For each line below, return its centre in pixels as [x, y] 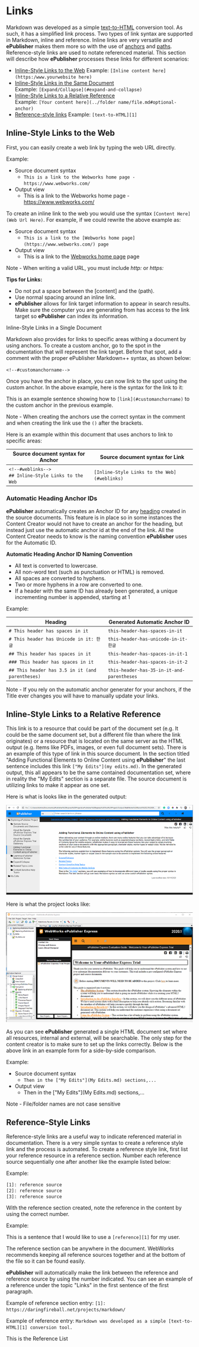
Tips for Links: [24, 279]
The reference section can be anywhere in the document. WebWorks [90, 1249]
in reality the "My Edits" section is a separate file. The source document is [97, 779]
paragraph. [20, 1292]
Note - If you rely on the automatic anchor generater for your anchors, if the [99, 689]
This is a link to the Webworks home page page [81, 256]
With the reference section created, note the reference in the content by [94, 1208]
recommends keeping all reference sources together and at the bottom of [96, 1255]
